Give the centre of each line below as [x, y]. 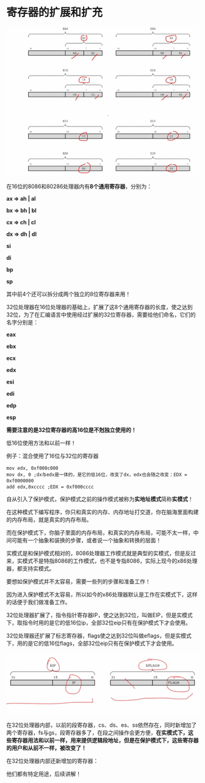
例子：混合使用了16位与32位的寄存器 [52, 456]
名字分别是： [22, 322]
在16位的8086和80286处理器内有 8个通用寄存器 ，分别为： [79, 186]
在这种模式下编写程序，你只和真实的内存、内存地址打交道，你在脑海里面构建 [103, 512]
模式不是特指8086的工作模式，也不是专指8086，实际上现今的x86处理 [110, 561]
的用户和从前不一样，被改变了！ [46, 748]
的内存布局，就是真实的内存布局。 [49, 519]
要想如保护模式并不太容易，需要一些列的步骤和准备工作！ [78, 581]
